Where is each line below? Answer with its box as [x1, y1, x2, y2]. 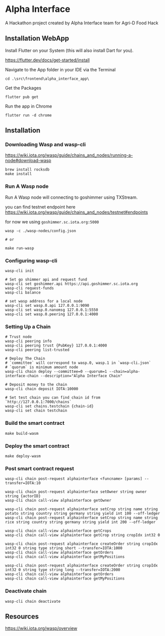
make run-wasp [5, 245, 35, 251]
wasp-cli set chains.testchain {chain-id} [5, 404, 94, 409]
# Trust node [5, 335, 32, 340]
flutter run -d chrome [5, 113, 52, 117]
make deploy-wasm [5, 454, 41, 459]
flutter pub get [5, 94, 39, 100]
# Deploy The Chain [5, 356, 45, 361]
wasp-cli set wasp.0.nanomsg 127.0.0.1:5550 [5, 307, 98, 313]
